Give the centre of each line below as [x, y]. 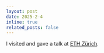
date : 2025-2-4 [25, 17]
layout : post [22, 11]
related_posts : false [32, 27]
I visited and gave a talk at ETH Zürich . [53, 44]
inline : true [22, 22]
